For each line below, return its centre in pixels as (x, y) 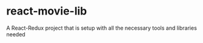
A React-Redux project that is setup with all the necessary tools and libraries (101, 28)
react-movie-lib (47, 11)
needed (16, 34)
